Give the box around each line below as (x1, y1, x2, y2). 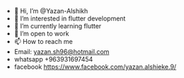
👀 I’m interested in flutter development (13, 14, 126, 23)
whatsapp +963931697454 (13, 55, 93, 63)
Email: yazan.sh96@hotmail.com (13, 48, 110, 56)
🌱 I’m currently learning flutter (13, 22, 102, 30)
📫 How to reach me (13, 38, 73, 45)
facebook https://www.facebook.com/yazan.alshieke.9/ (13, 62, 177, 71)
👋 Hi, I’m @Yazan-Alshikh (13, 7, 88, 15)
